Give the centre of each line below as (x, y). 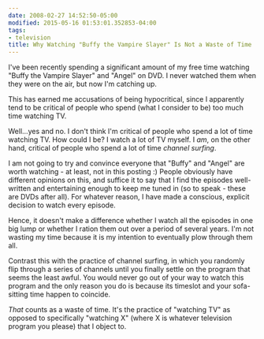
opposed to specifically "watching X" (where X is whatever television (120, 318)
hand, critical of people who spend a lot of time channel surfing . (112, 148)
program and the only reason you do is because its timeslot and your (120, 286)
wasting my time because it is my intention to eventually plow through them (130, 237)
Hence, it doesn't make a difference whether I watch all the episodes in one (131, 221)
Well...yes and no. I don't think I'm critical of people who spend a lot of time (131, 132)
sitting (19, 294)
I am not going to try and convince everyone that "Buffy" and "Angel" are (126, 163)
